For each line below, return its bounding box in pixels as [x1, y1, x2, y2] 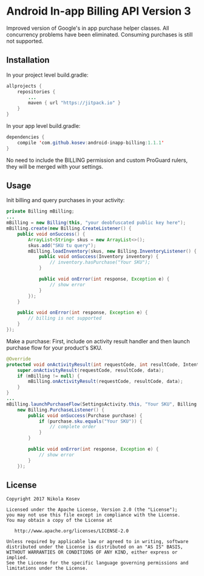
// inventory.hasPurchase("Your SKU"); [49, 259, 151, 265]
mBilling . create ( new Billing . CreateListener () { [6, 225, 132, 232]
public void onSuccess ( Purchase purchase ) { [28, 412, 143, 418]
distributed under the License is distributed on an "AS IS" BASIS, [6, 544, 183, 550]
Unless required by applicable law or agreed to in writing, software [6, 539, 189, 545]
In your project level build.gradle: [6, 71, 89, 79]
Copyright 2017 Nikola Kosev [6, 496, 80, 502]
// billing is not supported [28, 315, 102, 321]
